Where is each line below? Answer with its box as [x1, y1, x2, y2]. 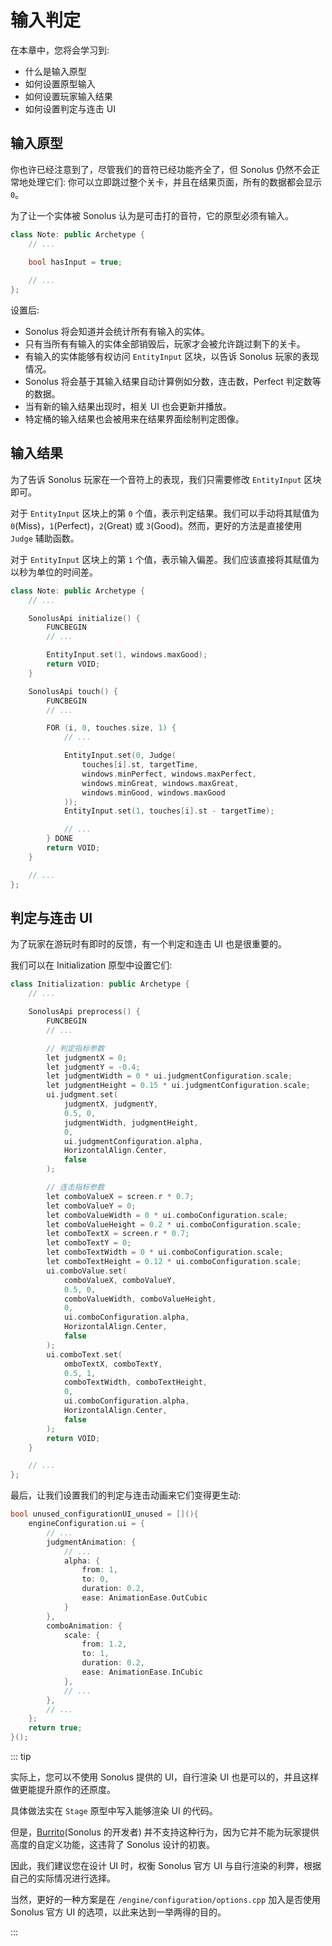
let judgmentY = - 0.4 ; [46, 1062, 141, 1072]
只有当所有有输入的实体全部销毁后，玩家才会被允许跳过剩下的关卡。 [24, 338, 306, 350]
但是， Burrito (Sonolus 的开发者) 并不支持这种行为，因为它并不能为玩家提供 [10, 1826, 320, 1838]
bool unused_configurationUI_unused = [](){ [10, 1509, 199, 1520]
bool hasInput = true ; [28, 257, 123, 267]
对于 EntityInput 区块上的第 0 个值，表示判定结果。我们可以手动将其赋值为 [10, 507, 320, 519]
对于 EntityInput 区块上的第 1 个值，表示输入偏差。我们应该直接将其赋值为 [10, 553, 320, 565]
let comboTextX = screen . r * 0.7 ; [46, 1229, 190, 1239]
